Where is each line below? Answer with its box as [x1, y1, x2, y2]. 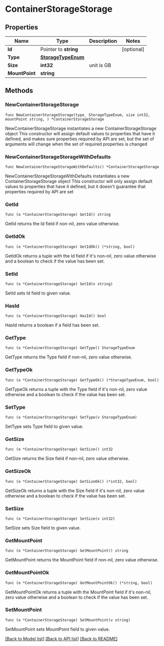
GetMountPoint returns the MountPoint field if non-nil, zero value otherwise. [5, 557, 159, 563]
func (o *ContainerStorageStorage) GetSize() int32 [5, 447, 113, 452]
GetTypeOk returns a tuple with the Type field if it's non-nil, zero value [5, 386, 147, 392]
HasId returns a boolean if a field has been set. [5, 322, 100, 328]
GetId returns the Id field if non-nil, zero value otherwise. [5, 221, 120, 227]
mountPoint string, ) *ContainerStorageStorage [5, 117, 105, 121]
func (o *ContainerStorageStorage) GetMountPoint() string [5, 548, 129, 554]
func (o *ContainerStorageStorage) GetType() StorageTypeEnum [5, 346, 135, 351]
